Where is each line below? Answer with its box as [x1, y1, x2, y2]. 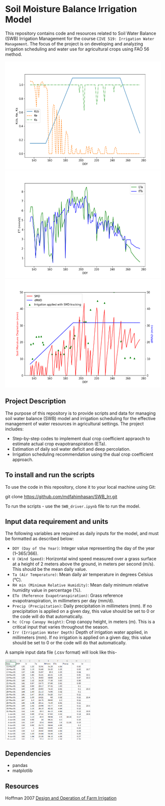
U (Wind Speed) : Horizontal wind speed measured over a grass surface [12, 556, 157, 562]
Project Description [5, 397, 66, 406]
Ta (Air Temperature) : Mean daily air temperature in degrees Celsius [12, 572, 153, 578]
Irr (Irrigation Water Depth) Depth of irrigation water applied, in [12, 629, 148, 636]
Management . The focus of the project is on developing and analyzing [5, 41, 143, 46]
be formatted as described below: [5, 536, 74, 542]
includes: [5, 426, 24, 432]
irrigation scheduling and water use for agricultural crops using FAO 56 [5, 46, 150, 52]
